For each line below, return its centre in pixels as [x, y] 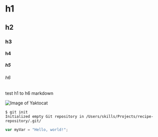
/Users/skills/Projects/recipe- [120, 116]
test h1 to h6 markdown [29, 93]
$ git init [17, 112]
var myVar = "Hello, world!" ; [37, 129]
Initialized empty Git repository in [45, 116]
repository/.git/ [23, 121]
